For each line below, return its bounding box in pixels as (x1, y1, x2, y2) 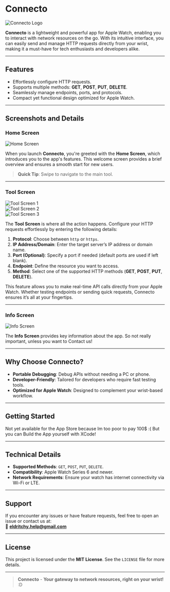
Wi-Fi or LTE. (12, 480, 40, 486)
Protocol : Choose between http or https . (12, 236, 99, 242)
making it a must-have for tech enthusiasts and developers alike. (5, 46, 140, 52)
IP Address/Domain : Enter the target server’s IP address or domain (12, 241, 153, 247)
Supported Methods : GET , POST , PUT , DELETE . (12, 464, 104, 470)
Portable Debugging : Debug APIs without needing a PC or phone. (12, 371, 150, 377)
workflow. (12, 392, 33, 399)
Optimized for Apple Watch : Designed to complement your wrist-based (12, 387, 163, 393)
